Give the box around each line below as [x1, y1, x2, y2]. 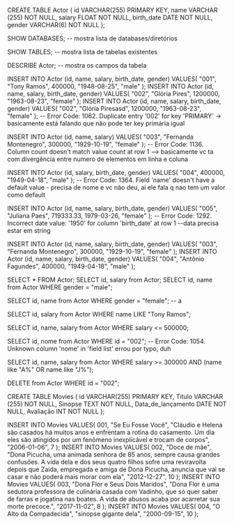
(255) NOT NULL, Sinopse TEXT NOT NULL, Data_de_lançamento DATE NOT [7, 400, 227, 408]
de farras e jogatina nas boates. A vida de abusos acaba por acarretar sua [7, 495, 221, 503]
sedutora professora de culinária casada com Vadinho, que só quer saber [7, 487, 218, 496]
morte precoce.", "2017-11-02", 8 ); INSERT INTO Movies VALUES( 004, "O [7, 502, 221, 510]
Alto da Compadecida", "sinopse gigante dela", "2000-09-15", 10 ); [7, 510, 199, 518]
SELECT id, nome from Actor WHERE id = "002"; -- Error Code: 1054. [7, 337, 206, 345]
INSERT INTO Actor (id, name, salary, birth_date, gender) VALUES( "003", [7, 240, 218, 248]
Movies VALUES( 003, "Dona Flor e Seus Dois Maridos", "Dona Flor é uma [7, 480, 219, 488]
